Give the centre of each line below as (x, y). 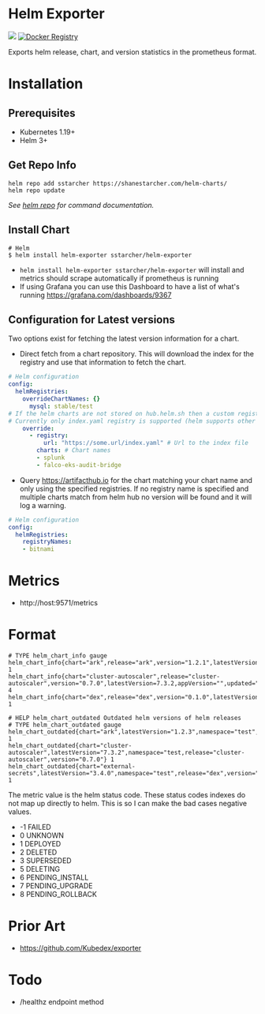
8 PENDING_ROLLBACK (58, 894)
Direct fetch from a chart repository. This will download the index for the (137, 354)
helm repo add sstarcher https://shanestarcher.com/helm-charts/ (118, 183)
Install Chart (39, 230)
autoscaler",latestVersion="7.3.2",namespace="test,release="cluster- (127, 752)
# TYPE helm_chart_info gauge (58, 656)
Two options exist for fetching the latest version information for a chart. (124, 339)
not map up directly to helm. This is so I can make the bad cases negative (127, 803)
